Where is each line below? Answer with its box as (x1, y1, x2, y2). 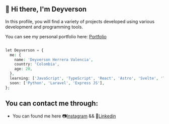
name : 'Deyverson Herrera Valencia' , (14, 57, 94, 62)
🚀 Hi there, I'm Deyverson (5, 5, 87, 14)
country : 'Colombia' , (14, 61, 59, 67)
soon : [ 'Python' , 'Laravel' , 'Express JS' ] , (10, 80, 105, 86)
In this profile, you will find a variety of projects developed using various (5, 18, 155, 24)
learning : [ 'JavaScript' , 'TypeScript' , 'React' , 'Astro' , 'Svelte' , (10, 76, 158, 81)
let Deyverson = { (5, 47, 44, 53)
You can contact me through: (5, 99, 98, 108)
